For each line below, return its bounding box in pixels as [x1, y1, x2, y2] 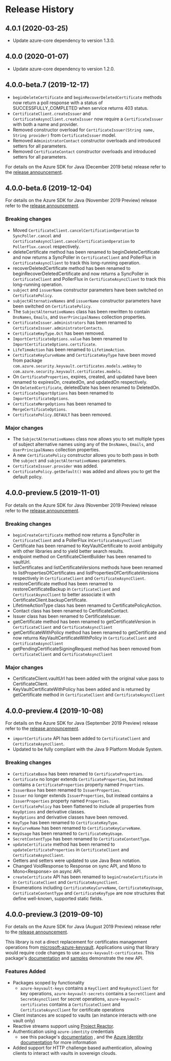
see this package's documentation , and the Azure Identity [20, 1033, 143, 1040]
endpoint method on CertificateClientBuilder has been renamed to [12, 554, 152, 560]
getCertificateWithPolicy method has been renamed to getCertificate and [12, 629, 166, 636]
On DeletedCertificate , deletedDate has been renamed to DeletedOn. [12, 384, 161, 390]
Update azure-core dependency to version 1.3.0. [12, 37, 115, 43]
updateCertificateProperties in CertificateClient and [12, 846, 129, 853]
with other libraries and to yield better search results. [12, 548, 124, 554]
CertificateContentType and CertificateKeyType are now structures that [12, 890, 165, 896]
